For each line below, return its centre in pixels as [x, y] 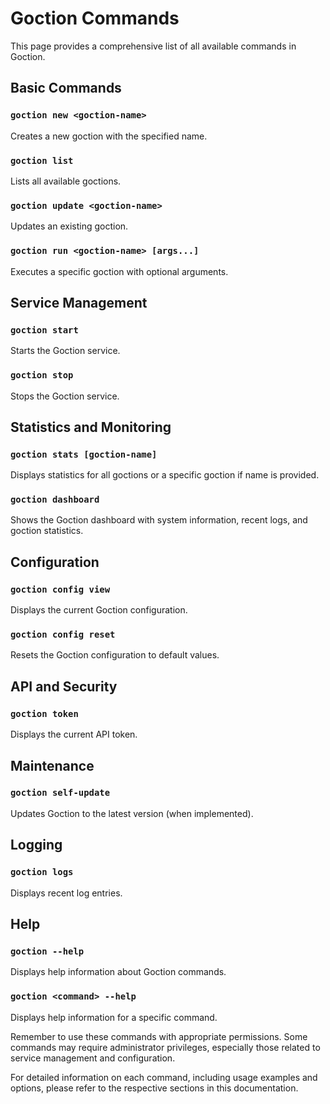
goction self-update [60, 793]
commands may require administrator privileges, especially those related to [165, 1047]
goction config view [60, 589]
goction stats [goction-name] [84, 454]
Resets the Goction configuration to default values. [115, 655]
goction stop [42, 375]
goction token [44, 713]
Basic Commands [66, 88]
